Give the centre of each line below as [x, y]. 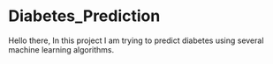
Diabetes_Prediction [84, 16]
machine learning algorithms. [61, 49]
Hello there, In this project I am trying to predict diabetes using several [136, 40]
